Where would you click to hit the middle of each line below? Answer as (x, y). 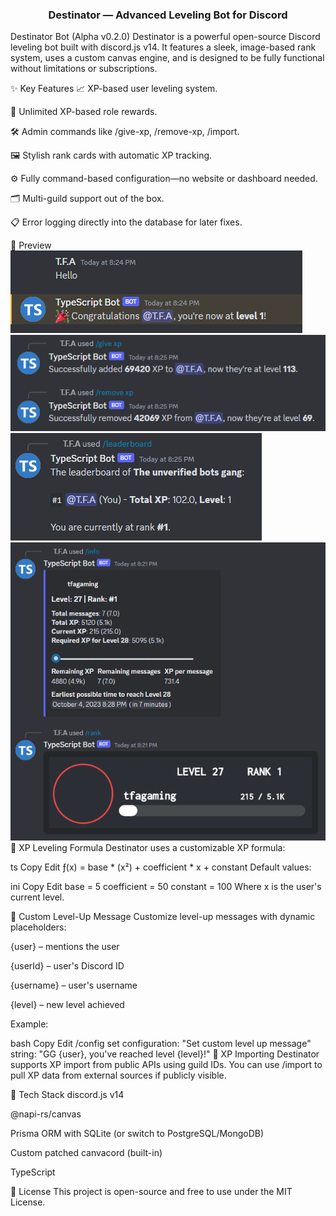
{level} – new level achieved (67, 1005)
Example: (29, 1024)
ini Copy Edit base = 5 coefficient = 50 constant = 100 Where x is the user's (166, 887)
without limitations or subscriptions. (84, 69)
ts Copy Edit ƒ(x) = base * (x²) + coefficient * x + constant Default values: (161, 867)
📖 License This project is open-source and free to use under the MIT (151, 1192)
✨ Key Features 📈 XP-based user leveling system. (114, 89)
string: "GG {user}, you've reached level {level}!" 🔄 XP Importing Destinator (165, 1054)
